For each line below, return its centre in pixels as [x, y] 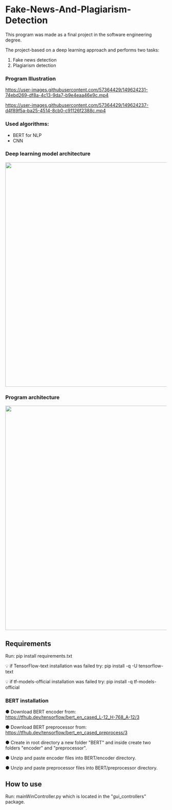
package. [15, 802]
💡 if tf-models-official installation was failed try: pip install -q [69, 681]
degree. [14, 40]
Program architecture [33, 397]
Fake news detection [35, 60]
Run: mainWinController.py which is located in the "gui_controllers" [76, 797]
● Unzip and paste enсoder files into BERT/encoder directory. [71, 758]
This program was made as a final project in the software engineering [79, 34]
